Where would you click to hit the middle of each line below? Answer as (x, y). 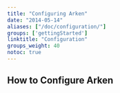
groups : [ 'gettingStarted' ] (48, 33)
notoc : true (24, 53)
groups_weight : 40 (33, 46)
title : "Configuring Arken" (48, 14)
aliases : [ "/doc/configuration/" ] (57, 26)
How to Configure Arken (60, 81)
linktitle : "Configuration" (48, 40)
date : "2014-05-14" (35, 20)
